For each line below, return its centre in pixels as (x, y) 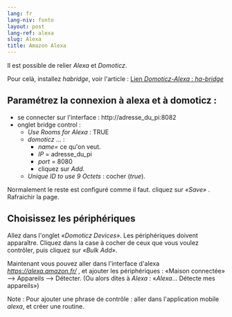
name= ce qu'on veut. (69, 147)
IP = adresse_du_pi (65, 154)
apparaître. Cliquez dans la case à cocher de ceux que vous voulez (103, 242)
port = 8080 (55, 161)
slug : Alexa (24, 39)
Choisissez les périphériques (71, 219)
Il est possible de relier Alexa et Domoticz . (67, 65)
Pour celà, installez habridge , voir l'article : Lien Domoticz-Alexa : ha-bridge (115, 79)
